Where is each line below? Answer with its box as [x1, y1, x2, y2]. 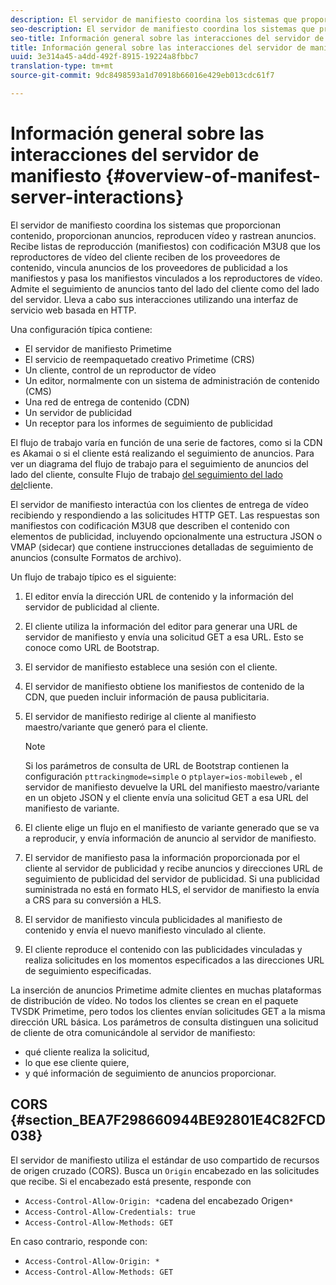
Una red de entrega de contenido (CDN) [24, 396, 190, 408]
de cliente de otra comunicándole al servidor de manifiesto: [10, 1026, 256, 1038]
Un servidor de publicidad [24, 406, 133, 418]
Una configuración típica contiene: [10, 323, 153, 335]
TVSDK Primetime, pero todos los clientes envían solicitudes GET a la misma [10, 1005, 326, 1017]
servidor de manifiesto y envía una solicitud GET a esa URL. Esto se [24, 631, 304, 643]
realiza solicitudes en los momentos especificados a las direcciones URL [24, 954, 325, 966]
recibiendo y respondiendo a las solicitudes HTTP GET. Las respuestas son [10, 509, 320, 521]
